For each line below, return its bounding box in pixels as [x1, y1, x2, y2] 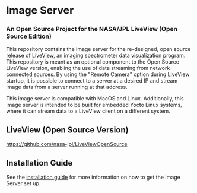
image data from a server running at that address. [6, 84, 128, 91]
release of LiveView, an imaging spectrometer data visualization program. [6, 52, 186, 59]
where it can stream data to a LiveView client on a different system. [6, 107, 170, 115]
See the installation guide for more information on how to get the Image [6, 173, 181, 181]
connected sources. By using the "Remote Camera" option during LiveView [6, 71, 190, 78]
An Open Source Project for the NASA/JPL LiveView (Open [6, 25, 178, 33]
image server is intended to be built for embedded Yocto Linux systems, [6, 102, 182, 109]
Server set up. [6, 180, 41, 187]
